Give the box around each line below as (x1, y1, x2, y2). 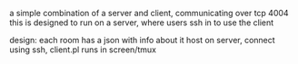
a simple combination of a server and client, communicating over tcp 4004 (9, 8, 289, 18)
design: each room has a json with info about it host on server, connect (9, 35, 275, 45)
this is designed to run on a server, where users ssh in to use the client (9, 17, 274, 28)
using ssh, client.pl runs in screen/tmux (9, 44, 157, 55)
